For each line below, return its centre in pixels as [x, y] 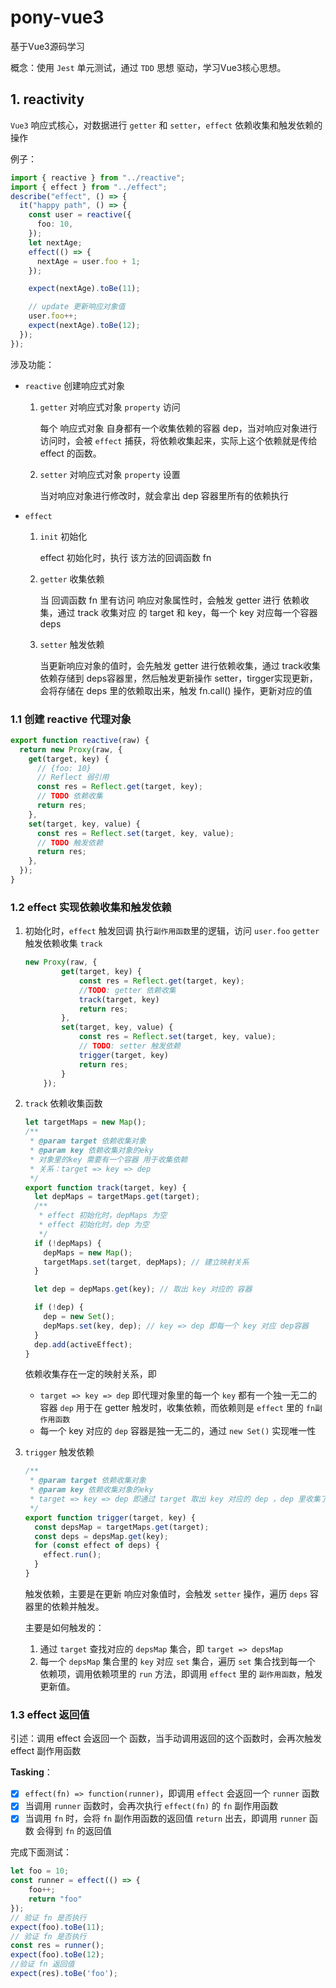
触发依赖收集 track [63, 943]
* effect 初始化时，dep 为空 [94, 1225]
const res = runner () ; [57, 1946]
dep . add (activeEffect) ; [83, 1344]
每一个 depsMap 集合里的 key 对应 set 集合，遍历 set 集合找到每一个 [177, 1661]
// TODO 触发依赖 [69, 842]
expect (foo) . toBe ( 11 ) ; [57, 1927]
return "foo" [55, 1899]
